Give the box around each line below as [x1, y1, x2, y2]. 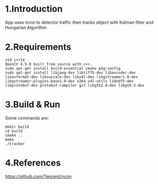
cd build [5, 128, 23, 134]
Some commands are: [5, 115, 49, 121]
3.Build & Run [5, 99, 60, 110]
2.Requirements [5, 42, 71, 53]
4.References [5, 157, 61, 168]
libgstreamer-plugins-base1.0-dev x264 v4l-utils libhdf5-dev [5, 78, 134, 83]
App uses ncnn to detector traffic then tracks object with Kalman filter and [5, 19, 154, 25]
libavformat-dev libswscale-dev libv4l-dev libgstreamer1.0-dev [5, 74, 138, 79]
